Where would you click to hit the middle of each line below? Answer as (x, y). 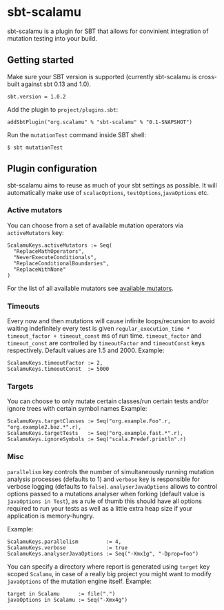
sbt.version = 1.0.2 (37, 96)
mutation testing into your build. (52, 38)
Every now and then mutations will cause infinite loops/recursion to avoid (111, 321)
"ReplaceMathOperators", (49, 251)
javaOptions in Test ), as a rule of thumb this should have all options (104, 501)
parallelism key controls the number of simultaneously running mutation (111, 471)
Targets (20, 387)
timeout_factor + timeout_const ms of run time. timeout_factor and (104, 336)
